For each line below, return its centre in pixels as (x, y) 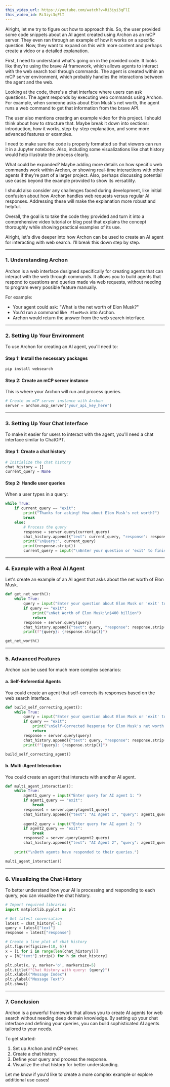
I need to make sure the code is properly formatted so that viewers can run (83, 144)
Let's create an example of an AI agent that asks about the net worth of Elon (84, 579)
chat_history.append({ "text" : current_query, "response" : (86, 537)
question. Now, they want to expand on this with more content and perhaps (84, 45)
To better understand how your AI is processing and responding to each (80, 890)
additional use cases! (27, 1080)
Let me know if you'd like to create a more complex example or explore (79, 1074)
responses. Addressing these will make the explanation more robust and (80, 201)
